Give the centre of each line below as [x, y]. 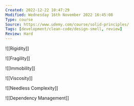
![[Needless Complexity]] [32, 88]
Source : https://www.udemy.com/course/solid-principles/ [67, 24]
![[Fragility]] [18, 58]
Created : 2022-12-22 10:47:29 [38, 10]
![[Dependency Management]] [37, 98]
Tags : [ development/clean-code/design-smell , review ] [64, 29]
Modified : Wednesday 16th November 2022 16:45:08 [59, 15]
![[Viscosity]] [19, 78]
